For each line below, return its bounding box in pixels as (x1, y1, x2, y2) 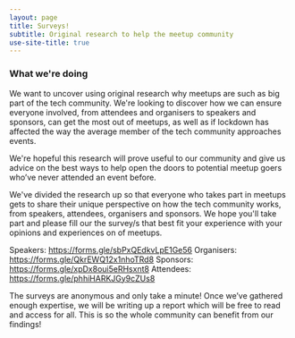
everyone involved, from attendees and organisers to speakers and (9, 106, 257, 117)
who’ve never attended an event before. (9, 172, 156, 182)
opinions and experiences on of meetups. (9, 227, 163, 238)
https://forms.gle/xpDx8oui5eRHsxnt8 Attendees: (9, 263, 192, 274)
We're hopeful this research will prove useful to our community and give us (9, 153, 286, 164)
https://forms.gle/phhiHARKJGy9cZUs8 (9, 273, 156, 283)
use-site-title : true (9, 38, 90, 47)
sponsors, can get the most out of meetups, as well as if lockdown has (9, 116, 270, 127)
